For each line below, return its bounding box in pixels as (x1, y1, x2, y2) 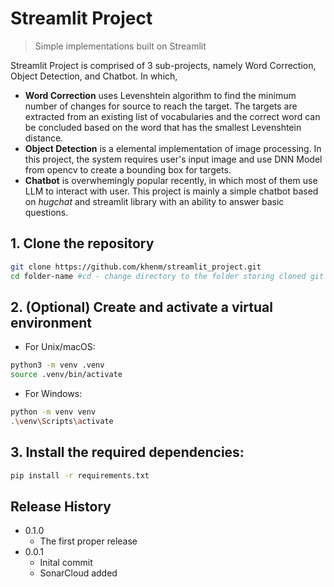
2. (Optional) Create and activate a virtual (10, 298, 273, 316)
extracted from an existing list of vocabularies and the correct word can (24, 110, 321, 122)
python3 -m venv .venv (10, 360, 105, 371)
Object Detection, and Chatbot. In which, (10, 70, 178, 82)
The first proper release (39, 535, 138, 547)
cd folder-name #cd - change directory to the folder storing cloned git (10, 271, 325, 281)
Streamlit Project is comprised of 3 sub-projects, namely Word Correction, (10, 59, 317, 71)
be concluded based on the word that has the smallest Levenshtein (24, 121, 302, 133)
